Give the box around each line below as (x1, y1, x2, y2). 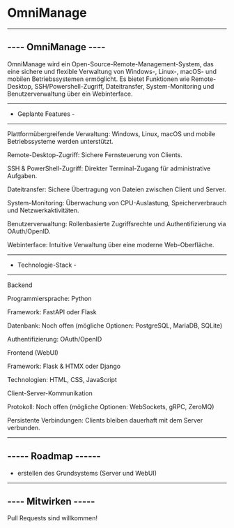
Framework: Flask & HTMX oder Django (7, 362, 120, 370)
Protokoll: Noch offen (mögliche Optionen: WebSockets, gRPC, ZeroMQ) (7, 402, 214, 411)
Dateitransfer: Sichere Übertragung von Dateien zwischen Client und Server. (7, 185, 226, 193)
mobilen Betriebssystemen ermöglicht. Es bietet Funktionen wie (7, 75, 190, 83)
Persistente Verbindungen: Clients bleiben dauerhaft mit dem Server (7, 416, 203, 424)
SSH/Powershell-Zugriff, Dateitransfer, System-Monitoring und (34, 82, 214, 90)
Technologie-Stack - (17, 261, 77, 269)
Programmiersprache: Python (7, 294, 92, 302)
